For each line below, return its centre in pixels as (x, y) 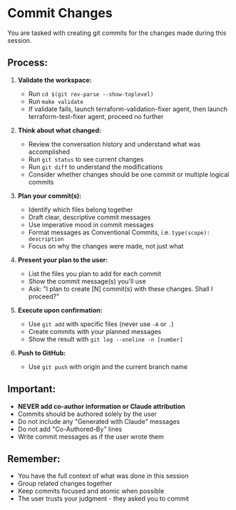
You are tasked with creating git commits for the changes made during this (117, 33)
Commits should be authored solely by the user (87, 414)
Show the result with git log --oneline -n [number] (106, 339)
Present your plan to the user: (63, 260)
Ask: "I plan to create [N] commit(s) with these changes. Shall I (120, 288)
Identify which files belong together (81, 209)
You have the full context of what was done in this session (103, 476)
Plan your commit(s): (50, 196)
